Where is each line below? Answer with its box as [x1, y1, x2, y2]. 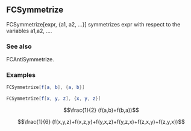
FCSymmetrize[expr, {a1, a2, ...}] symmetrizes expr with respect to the [6, 20, 181, 28]
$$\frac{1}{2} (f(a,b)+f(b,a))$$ [63, 106, 140, 114]
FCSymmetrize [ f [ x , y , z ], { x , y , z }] [6, 96, 101, 102]
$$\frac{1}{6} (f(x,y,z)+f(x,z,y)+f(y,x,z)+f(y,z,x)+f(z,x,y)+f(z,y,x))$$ [17, 118, 185, 126]
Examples [6, 71, 36, 79]
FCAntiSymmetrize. [6, 56, 54, 63]
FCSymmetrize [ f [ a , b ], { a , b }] [6, 84, 85, 91]
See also [6, 42, 32, 50]
